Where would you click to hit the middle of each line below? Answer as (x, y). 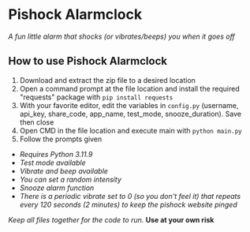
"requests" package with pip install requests (96, 97)
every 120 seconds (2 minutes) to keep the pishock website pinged (129, 204)
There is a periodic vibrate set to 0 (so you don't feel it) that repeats (130, 196)
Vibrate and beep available (64, 170)
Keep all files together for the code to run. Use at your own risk (111, 219)
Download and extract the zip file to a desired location (107, 80)
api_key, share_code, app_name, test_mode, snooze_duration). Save (131, 114)
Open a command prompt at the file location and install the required (130, 88)
